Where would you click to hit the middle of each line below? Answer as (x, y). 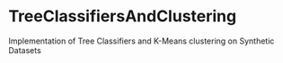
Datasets (25, 50)
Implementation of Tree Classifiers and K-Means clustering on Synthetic (141, 41)
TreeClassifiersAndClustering (123, 16)
